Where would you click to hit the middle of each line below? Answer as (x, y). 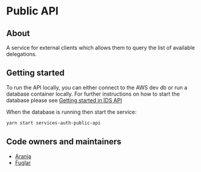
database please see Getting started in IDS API (64, 100)
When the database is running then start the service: (71, 112)
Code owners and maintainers (64, 142)
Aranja (23, 156)
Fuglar (23, 162)
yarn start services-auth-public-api (54, 123)
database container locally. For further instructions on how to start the (93, 94)
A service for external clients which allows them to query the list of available (101, 48)
